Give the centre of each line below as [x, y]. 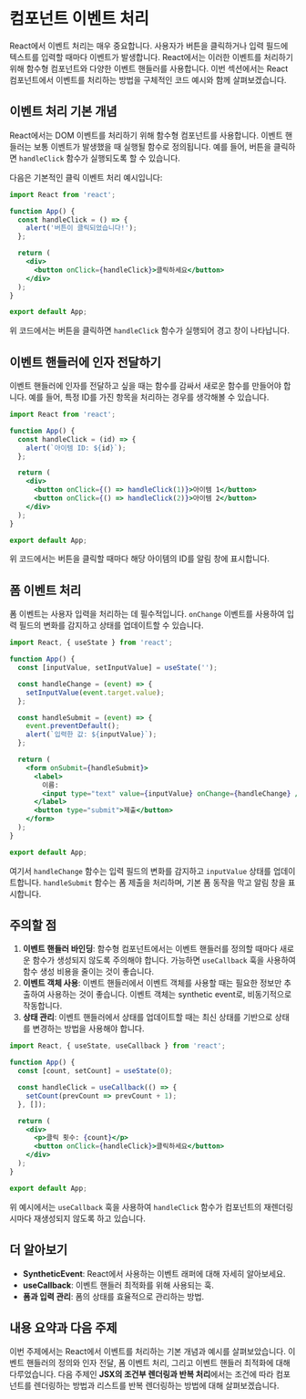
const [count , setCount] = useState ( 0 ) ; [95, 1071]
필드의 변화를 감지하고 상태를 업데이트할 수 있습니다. [111, 625]
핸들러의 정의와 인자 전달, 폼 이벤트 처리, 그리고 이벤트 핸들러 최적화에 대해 [158, 1363]
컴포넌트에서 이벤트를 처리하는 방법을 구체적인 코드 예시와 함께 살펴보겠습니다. [148, 79]
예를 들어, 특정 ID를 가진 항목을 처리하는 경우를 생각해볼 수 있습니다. [149, 397]
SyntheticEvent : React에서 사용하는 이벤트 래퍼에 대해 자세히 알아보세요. [154, 1273]
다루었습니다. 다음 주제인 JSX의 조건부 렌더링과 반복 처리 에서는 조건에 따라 [142, 1374]
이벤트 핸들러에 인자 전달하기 [86, 362]
